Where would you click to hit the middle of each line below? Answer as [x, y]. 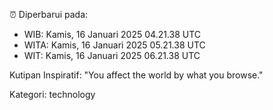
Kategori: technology [52, 94]
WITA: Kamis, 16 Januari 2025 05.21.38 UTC [114, 45]
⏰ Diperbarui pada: [49, 14]
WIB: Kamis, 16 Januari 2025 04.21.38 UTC [112, 34]
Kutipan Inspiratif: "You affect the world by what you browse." [136, 75]
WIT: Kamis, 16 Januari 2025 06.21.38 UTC [112, 55]
